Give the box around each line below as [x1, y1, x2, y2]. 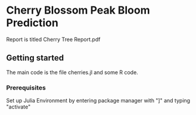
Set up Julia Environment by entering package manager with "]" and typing [6, 97, 191, 104]
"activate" [6, 103, 31, 110]
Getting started [6, 53, 64, 63]
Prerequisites [6, 84, 46, 92]
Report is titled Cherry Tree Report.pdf [6, 36, 101, 43]
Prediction [6, 16, 58, 30]
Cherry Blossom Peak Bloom [6, 4, 150, 17]
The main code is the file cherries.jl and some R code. [6, 69, 138, 76]
